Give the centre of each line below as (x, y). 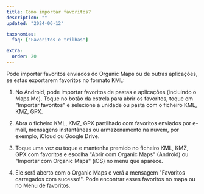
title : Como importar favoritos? (49, 12)
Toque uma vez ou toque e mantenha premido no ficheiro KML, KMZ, (102, 148)
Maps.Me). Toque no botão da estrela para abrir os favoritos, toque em (104, 99)
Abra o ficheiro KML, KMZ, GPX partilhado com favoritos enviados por (103, 123)
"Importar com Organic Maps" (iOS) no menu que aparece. (89, 161)
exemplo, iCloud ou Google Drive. (57, 136)
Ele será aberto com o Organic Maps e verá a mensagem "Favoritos (100, 172)
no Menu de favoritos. (43, 185)
